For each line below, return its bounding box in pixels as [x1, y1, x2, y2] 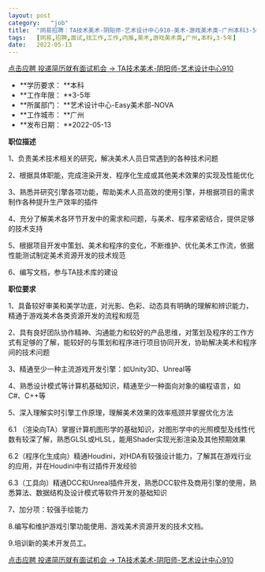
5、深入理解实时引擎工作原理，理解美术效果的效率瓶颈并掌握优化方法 [8, 408, 234, 418]
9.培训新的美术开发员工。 [8, 539, 91, 548]
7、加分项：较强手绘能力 [8, 505, 88, 514]
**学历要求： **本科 [19, 81, 84, 90]
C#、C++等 [8, 391, 46, 400]
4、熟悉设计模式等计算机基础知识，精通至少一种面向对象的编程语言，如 [8, 381, 241, 391]
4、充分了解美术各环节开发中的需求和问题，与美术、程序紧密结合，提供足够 [8, 214, 255, 224]
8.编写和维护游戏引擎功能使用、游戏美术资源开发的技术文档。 [8, 521, 208, 531]
